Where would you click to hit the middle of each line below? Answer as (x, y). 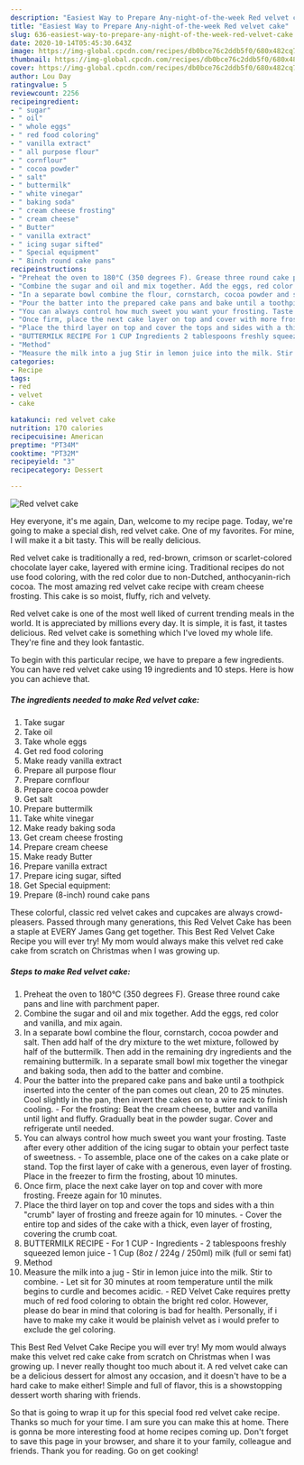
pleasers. (28, 922)
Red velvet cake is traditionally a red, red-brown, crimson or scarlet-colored (151, 557)
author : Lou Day (41, 77)
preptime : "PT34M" (45, 445)
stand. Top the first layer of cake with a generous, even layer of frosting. (157, 1166)
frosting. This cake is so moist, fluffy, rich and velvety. (111, 596)
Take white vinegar (59, 818)
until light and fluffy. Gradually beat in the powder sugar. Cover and (148, 1119)
